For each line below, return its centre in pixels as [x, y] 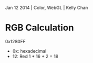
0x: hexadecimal [29, 51]
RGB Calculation [39, 28]
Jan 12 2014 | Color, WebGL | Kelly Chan [47, 8]
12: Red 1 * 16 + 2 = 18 [35, 56]
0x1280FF [15, 41]
